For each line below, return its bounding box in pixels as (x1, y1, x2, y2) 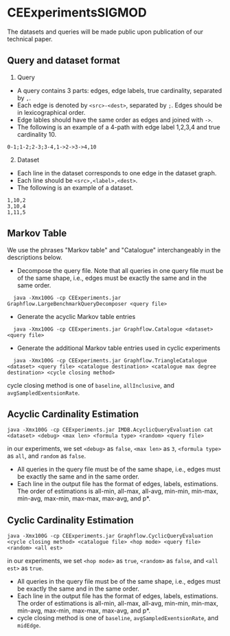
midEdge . (16, 621, 41, 630)
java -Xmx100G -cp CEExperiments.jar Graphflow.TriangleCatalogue (13, 357, 207, 364)
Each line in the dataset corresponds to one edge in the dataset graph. (16, 168, 217, 177)
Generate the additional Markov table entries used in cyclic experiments (16, 344, 221, 352)
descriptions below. (7, 253, 63, 261)
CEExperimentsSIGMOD (7, 5, 147, 21)
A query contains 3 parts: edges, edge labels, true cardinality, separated (16, 86, 222, 94)
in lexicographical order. (16, 108, 86, 116)
